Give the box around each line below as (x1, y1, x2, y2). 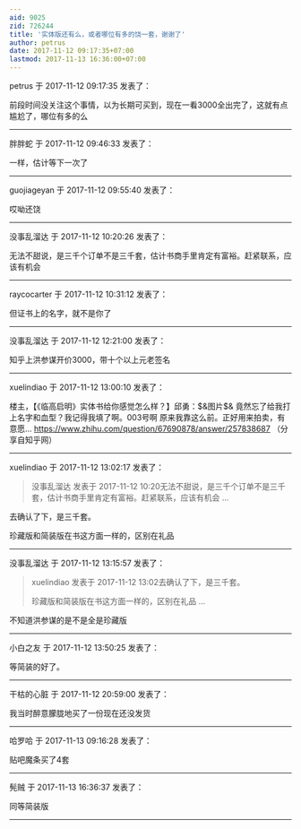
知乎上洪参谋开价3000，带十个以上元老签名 (9, 355, 171, 365)
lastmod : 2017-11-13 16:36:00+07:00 (9, 55, 146, 64)
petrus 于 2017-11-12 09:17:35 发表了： (9, 81, 152, 91)
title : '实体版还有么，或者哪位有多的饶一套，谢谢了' (9, 30, 186, 39)
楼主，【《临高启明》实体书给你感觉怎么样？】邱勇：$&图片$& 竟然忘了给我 (9, 401, 283, 411)
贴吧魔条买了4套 (9, 755, 70, 764)
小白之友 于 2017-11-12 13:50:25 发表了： (9, 643, 159, 652)
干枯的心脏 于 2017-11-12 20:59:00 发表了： (9, 689, 170, 699)
